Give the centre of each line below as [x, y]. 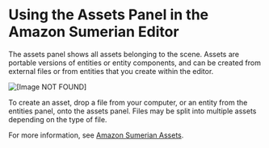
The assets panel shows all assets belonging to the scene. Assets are [124, 54]
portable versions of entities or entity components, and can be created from [134, 63]
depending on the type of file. [58, 119]
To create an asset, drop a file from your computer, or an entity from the [128, 102]
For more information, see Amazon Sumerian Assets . [96, 135]
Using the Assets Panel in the [109, 15]
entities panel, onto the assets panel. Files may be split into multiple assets [132, 111]
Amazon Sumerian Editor [94, 32]
